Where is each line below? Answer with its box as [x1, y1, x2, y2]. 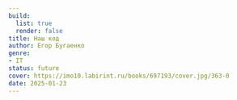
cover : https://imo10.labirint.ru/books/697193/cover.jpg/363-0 [8, 72, 230, 80]
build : [8, 11, 31, 20]
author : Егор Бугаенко [8, 42, 85, 50]
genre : [8, 49, 31, 57]
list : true [15, 19, 53, 27]
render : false [15, 27, 63, 35]
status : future [8, 65, 60, 73]
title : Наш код [8, 34, 60, 43]
